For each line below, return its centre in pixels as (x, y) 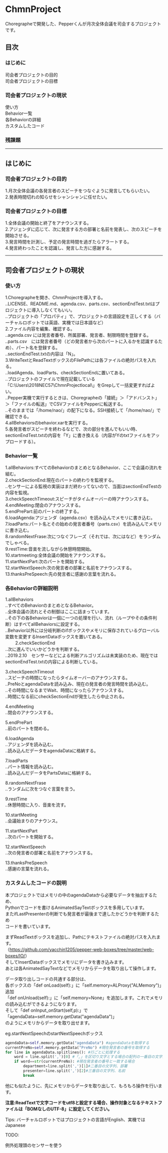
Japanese (15, 1125)
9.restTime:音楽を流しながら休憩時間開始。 (49, 549)
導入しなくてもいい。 (53, 310)
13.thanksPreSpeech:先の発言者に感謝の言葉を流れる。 (62, 574)
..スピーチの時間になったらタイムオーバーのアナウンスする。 (68, 678)
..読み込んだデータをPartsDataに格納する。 (49, 773)
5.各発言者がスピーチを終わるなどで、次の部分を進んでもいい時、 (72, 429)
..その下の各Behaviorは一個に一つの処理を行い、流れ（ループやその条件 (79, 618)
